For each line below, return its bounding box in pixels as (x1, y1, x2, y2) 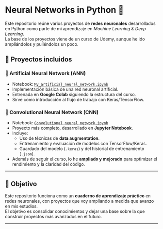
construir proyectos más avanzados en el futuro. (5, 213, 102, 219)
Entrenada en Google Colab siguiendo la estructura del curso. (12, 91, 136, 97)
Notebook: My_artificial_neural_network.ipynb (12, 81, 108, 87)
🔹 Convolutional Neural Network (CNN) (5, 109, 98, 115)
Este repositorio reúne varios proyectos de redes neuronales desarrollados (5, 20, 156, 26)
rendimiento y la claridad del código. (12, 161, 85, 167)
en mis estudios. (5, 203, 38, 209)
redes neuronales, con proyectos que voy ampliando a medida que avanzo (5, 198, 154, 204)
